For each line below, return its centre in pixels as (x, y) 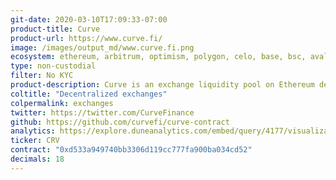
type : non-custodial (53, 66)
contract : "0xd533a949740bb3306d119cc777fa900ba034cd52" (131, 150)
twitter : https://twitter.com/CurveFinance (102, 112)
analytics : (33, 131)
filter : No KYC (42, 76)
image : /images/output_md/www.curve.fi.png (102, 47)
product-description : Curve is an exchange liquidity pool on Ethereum (162, 85)
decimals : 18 (37, 159)
